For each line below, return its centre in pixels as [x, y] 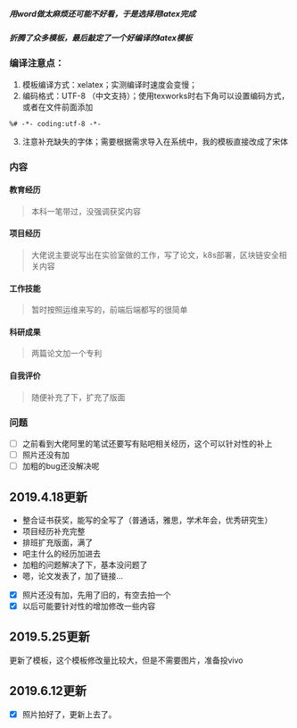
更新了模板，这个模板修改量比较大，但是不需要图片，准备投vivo [126, 660]
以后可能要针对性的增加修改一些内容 [89, 607]
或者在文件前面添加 [58, 106]
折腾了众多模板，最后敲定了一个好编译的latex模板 [101, 38]
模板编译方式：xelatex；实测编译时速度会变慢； [110, 84]
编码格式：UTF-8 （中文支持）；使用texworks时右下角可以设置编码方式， [156, 96]
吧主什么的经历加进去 [61, 553]
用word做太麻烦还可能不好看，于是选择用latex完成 [103, 13]
